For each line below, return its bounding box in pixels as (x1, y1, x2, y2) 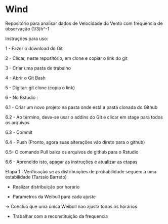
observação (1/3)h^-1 (5, 25, 50, 31)
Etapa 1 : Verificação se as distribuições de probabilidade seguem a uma (5, 168, 157, 174)
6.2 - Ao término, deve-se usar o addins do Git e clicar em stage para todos (5, 114, 163, 120)
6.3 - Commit (5, 129, 33, 135)
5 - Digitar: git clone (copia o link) (5, 85, 75, 91)
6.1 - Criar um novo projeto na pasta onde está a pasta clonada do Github (5, 104, 158, 110)
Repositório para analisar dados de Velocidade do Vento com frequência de (5, 20, 163, 26)
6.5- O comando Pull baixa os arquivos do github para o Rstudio (5, 148, 139, 155)
